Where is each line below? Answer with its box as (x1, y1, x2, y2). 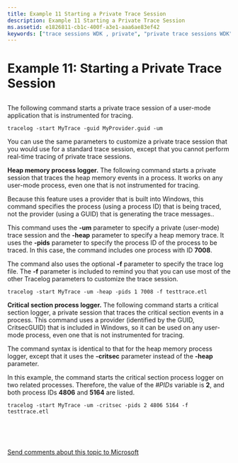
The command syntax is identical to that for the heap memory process (7, 344, 212, 353)
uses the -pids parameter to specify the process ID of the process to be (7, 238, 217, 247)
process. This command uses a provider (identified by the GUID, (7, 315, 195, 324)
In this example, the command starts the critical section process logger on (7, 373, 224, 382)
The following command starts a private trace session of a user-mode (7, 103, 211, 112)
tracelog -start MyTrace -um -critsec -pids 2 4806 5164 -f (7, 402, 189, 409)
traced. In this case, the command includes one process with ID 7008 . (7, 245, 212, 254)
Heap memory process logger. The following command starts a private (7, 165, 216, 174)
